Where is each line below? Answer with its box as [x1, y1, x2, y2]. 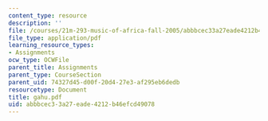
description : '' [8, 19, 62, 27]
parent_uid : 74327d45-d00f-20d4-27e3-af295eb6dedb [8, 78, 180, 86]
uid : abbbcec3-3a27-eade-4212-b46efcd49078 [8, 100, 156, 108]
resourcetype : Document [8, 85, 88, 94]
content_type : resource [8, 11, 88, 20]
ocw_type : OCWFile [8, 57, 69, 64]
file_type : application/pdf [8, 33, 102, 42]
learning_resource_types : [8, 41, 94, 49]
